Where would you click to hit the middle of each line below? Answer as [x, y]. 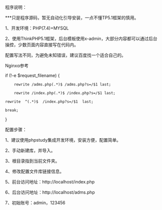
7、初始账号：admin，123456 [35, 203]
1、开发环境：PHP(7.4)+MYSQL [37, 28]
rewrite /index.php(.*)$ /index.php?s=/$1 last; [65, 93]
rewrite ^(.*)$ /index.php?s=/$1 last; [49, 102]
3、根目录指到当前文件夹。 [32, 161]
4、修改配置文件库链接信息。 [35, 171]
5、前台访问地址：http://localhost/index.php [50, 182]
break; [12, 110]
